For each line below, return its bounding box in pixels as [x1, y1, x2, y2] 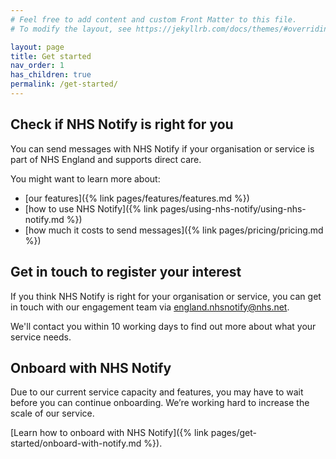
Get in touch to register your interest [10, 264, 242, 281]
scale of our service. [10, 407, 95, 420]
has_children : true [10, 70, 92, 80]
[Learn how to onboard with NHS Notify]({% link [10, 427, 209, 439]
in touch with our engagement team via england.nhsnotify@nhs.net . [10, 301, 290, 313]
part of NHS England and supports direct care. [10, 153, 202, 165]
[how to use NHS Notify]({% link [24, 202, 158, 215]
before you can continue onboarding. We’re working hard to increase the [10, 397, 310, 409]
